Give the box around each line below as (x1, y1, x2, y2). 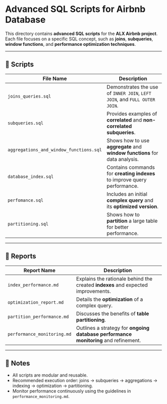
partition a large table (106, 217, 158, 224)
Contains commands (106, 163, 155, 170)
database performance (76, 330, 132, 337)
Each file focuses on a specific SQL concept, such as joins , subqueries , (5, 36, 153, 42)
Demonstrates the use (106, 83, 159, 90)
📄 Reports (5, 252, 36, 261)
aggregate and (106, 143, 142, 150)
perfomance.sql (7, 197, 44, 203)
